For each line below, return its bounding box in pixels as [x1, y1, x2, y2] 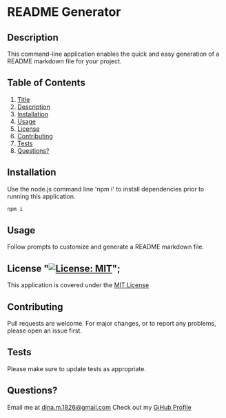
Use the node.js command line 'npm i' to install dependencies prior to [7, 185, 205, 193]
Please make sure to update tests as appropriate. [7, 364, 147, 373]
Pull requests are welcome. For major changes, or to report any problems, [7, 319, 216, 327]
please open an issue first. [7, 326, 83, 335]
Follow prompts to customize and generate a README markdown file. [7, 242, 205, 251]
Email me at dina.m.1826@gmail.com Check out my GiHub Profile [7, 403, 192, 411]
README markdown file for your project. [7, 57, 122, 65]
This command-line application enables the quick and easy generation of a [7, 50, 220, 58]
